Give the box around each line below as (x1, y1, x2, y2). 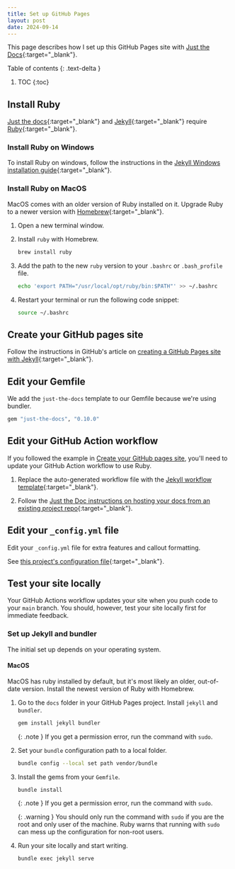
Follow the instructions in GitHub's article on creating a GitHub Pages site (7, 348, 222, 356)
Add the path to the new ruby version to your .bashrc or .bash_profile (17, 261, 223, 270)
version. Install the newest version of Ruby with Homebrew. (21, 684, 195, 693)
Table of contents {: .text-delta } (7, 64, 101, 73)
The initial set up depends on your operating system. (7, 645, 161, 654)
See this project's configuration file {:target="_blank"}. (7, 557, 165, 565)
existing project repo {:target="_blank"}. (17, 504, 133, 512)
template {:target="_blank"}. (17, 482, 98, 491)
